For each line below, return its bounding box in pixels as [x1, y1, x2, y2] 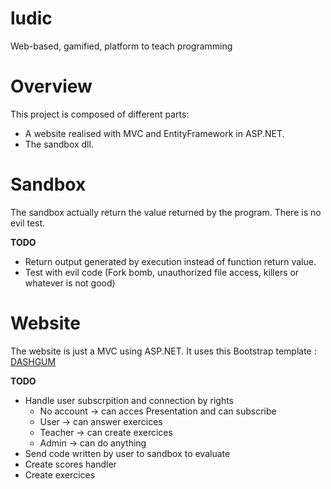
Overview [10, 75, 93, 98]
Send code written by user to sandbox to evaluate [24, 447, 231, 459]
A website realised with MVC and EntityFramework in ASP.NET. [24, 127, 285, 139]
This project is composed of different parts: [10, 108, 190, 120]
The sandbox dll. [24, 138, 94, 150]
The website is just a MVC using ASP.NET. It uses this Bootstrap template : [10, 345, 317, 357]
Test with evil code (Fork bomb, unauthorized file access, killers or [24, 266, 300, 278]
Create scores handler [24, 458, 117, 470]
